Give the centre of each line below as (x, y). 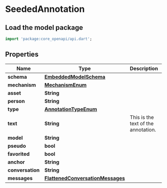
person (16, 101)
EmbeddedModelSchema (75, 77)
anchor (16, 162)
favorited (19, 154)
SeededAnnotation (45, 9)
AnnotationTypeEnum (71, 109)
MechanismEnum (66, 85)
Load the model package (44, 28)
